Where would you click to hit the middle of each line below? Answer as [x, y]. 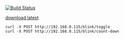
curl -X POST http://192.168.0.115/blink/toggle [58, 27]
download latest [22, 17]
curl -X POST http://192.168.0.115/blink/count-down [62, 31]
